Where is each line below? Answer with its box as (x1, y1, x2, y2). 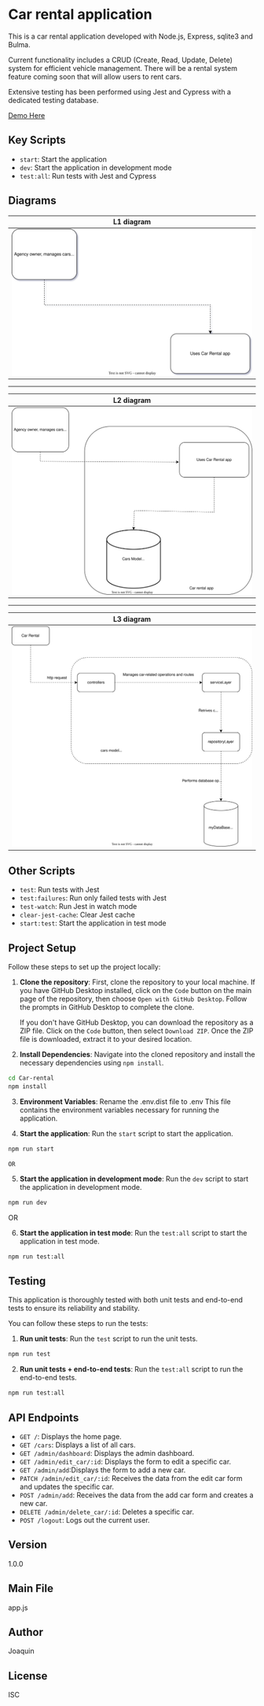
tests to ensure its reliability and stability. (8, 1304, 140, 1313)
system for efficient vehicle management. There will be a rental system (8, 63, 238, 72)
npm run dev (8, 1198, 47, 1206)
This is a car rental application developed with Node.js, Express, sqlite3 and (8, 31, 253, 41)
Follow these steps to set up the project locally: (8, 962, 161, 972)
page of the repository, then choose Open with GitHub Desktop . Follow (19, 994, 247, 1004)
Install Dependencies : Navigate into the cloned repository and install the (19, 1050, 255, 1059)
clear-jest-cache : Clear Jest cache (19, 910, 135, 920)
